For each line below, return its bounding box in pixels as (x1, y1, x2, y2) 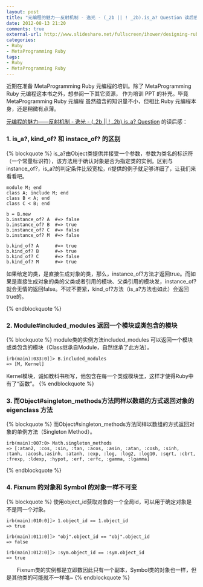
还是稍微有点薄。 (16, 105, 59, 113)
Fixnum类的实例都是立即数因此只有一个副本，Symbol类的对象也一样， (16, 566, 192, 573)
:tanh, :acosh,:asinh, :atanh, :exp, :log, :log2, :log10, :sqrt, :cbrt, (6, 451, 196, 457)
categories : (6, 37, 36, 43)
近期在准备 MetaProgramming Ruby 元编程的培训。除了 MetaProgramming (6, 82, 192, 90)
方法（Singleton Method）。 (27, 428, 95, 436)
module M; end (6, 184, 42, 191)
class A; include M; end (6, 190, 69, 196)
